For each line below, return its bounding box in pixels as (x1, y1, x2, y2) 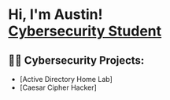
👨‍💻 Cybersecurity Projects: (8, 54, 145, 67)
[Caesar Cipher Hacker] (19, 83, 97, 92)
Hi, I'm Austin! (8, 6, 103, 24)
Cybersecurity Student (8, 22, 162, 40)
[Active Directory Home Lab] (19, 75, 113, 83)
